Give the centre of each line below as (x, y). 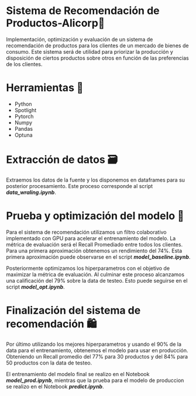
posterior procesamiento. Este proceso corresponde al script (80, 186)
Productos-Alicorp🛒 (56, 23)
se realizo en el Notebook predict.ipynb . (55, 386)
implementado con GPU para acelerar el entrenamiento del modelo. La (91, 238)
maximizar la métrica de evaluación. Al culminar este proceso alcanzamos (95, 274)
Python (23, 104)
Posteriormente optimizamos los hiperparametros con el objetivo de (88, 268)
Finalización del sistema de (73, 310)
